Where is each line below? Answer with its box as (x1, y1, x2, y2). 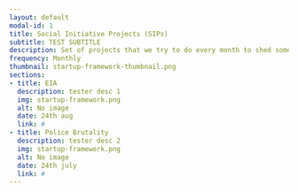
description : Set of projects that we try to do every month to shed (9, 46, 272, 55)
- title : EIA (9, 79, 58, 88)
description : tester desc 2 (17, 136, 122, 145)
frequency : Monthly (9, 54, 82, 63)
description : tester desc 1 (17, 87, 122, 96)
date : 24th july (17, 161, 77, 170)
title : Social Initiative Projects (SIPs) (9, 29, 169, 38)
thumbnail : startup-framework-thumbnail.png (9, 63, 176, 72)
